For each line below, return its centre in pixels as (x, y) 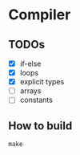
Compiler (40, 15)
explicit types (42, 82)
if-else (30, 63)
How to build (40, 126)
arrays (30, 91)
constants (36, 100)
